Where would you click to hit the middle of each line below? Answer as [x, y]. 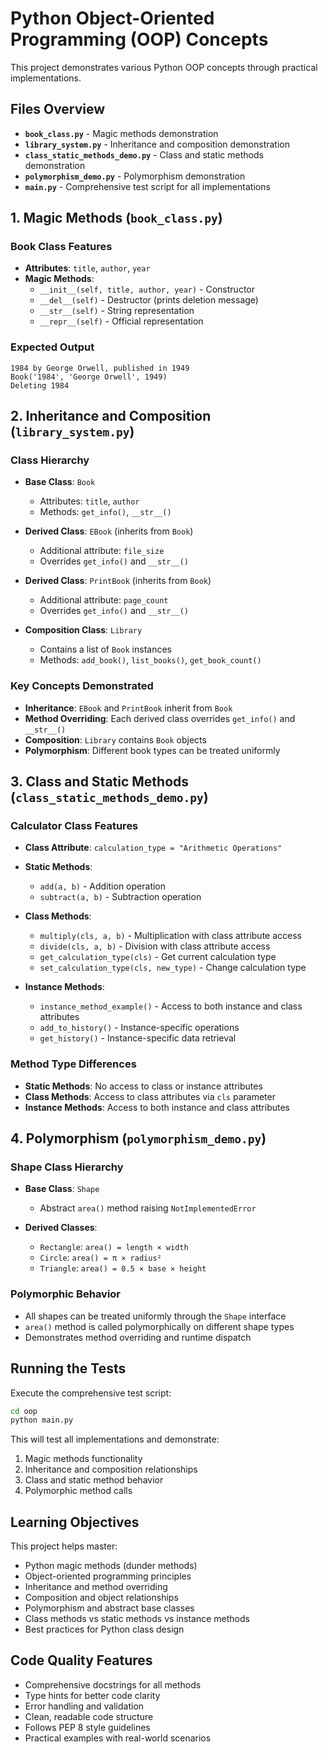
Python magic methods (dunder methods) [111, 1566]
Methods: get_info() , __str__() [105, 512]
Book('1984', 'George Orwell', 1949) [89, 377]
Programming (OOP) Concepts [139, 39]
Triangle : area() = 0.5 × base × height [123, 1268]
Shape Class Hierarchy [67, 1167]
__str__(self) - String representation [117, 311]
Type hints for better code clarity [92, 1695]
